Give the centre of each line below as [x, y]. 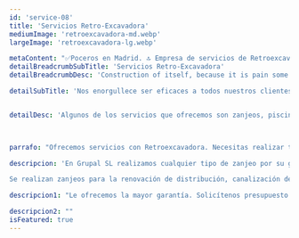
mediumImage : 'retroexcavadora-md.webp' [85, 34]
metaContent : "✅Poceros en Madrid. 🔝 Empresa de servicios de [128, 59]
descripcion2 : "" [41, 212]
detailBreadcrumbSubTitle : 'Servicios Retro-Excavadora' [117, 67]
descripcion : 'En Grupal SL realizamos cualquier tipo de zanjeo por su [147, 163]
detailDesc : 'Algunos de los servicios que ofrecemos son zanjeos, [137, 115]
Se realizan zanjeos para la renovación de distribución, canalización [145, 179]
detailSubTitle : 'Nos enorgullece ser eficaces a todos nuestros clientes [151, 91]
